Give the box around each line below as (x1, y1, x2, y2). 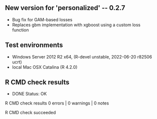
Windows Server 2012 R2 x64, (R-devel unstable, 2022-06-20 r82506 (12, 54, 152, 59)
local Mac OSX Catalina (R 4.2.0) (12, 64, 78, 70)
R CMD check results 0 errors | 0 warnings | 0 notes (5, 100, 109, 106)
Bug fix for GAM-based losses (12, 16, 73, 22)
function (12, 27, 29, 33)
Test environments (5, 41, 63, 49)
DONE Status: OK (12, 91, 47, 97)
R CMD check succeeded (5, 110, 56, 116)
